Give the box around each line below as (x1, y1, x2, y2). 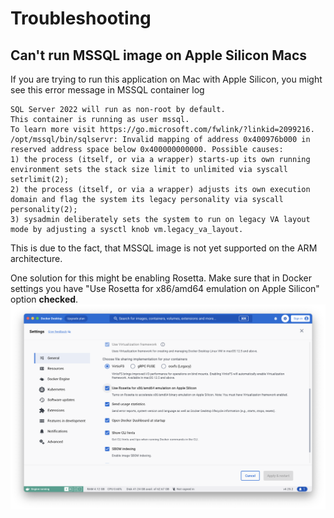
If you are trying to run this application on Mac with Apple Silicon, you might (10, 73, 323, 85)
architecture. (10, 253, 63, 264)
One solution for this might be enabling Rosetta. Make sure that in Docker (10, 272, 312, 284)
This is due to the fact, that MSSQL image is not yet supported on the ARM (10, 242, 318, 254)
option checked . (10, 293, 79, 305)
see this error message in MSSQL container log (10, 84, 205, 96)
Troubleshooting (10, 7, 152, 30)
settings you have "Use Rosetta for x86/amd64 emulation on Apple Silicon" (10, 283, 320, 294)
